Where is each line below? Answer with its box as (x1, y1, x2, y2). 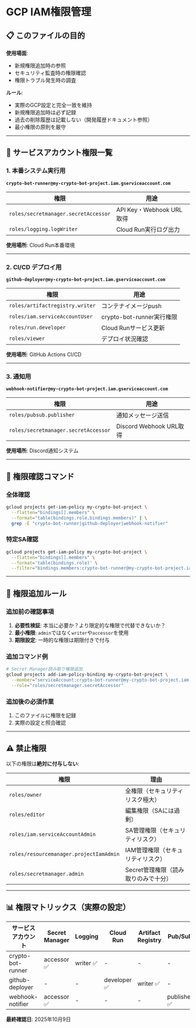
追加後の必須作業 (6, 697, 54, 706)
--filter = (11, 565, 35, 571)
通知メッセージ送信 (116, 411, 169, 420)
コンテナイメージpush (101, 302, 162, 310)
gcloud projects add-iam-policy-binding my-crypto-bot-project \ (6, 672, 168, 678)
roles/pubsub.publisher (9, 412, 75, 418)
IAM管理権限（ (125, 846, 166, 854)
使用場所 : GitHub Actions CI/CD (6, 350, 82, 357)
